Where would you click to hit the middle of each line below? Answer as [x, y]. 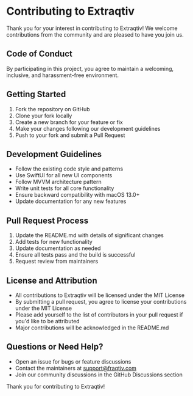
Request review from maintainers [57, 262]
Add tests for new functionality [54, 242]
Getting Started [36, 94]
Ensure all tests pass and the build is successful [75, 255]
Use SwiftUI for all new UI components [64, 175]
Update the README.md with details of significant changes [89, 235]
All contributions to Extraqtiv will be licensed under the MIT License [100, 295]
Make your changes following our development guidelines [88, 128]
